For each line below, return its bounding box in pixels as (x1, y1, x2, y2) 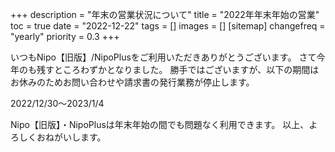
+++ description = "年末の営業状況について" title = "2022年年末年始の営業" (10, 9, 320, 20)
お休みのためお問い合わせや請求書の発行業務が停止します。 (10, 76, 255, 88)
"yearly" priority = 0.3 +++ (10, 31, 120, 42)
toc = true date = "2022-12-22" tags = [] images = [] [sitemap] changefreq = (10, 20, 326, 32)
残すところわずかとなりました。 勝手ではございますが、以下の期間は (36, 64, 320, 75)
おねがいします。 (36, 131, 107, 143)
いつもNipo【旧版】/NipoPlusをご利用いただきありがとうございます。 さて (10, 51, 317, 63)
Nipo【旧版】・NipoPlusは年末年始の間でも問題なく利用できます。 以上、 (10, 119, 310, 130)
